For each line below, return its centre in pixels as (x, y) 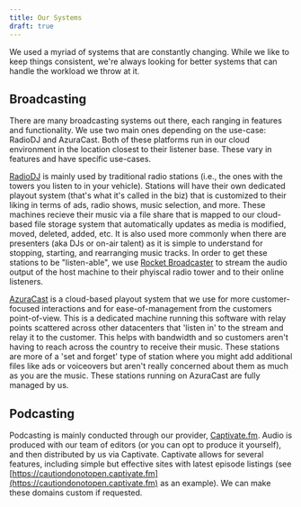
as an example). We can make (216, 484)
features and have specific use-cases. (80, 159)
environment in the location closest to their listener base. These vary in (141, 149)
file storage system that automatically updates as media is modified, (160, 224)
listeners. (26, 282)
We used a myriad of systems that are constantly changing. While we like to (150, 51)
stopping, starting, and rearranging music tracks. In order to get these (138, 253)
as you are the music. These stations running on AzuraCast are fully (135, 376)
